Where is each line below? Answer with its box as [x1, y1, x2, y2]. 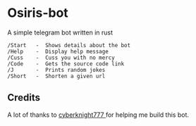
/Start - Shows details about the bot [7, 42, 131, 49]
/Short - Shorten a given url [7, 73, 106, 80]
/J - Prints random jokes [7, 66, 106, 73]
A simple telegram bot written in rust [7, 28, 114, 37]
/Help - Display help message [7, 48, 109, 55]
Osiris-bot [7, 5, 68, 21]
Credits [7, 92, 41, 103]
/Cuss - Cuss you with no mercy [7, 54, 115, 61]
